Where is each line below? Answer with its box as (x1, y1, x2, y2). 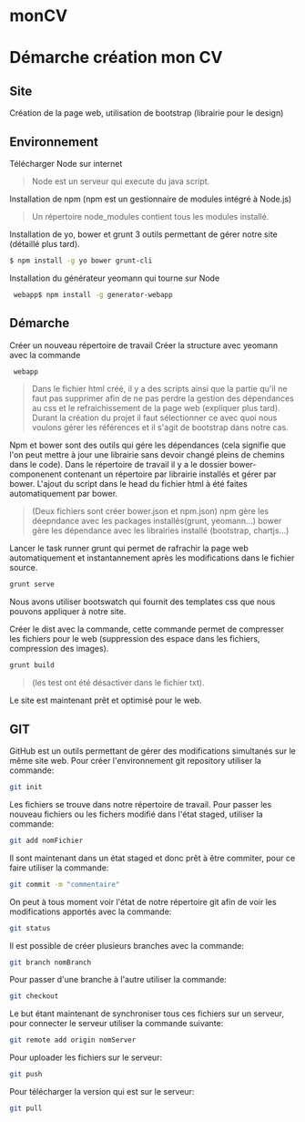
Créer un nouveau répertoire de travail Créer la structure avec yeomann (9, 339, 279, 351)
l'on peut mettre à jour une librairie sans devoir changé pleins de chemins (9, 449, 285, 460)
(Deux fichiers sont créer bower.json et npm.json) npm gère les (31, 506, 269, 517)
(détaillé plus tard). (9, 239, 80, 249)
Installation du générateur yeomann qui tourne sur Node (9, 273, 220, 283)
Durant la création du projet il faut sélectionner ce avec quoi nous (31, 412, 278, 424)
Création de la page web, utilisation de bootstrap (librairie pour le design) (9, 108, 284, 118)
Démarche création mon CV (9, 47, 223, 68)
